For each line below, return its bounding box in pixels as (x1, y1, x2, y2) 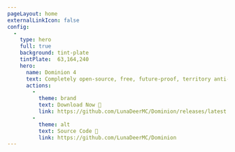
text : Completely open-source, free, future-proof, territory (25, 75, 211, 83)
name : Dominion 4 (25, 69, 77, 76)
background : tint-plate (20, 50, 90, 57)
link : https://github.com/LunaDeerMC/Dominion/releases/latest (38, 108, 227, 115)
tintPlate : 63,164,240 (20, 56, 90, 63)
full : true (20, 43, 52, 50)
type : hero (20, 36, 52, 43)
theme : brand (38, 95, 77, 102)
